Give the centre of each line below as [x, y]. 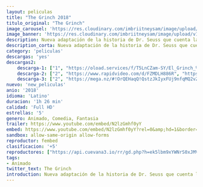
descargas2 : [21, 62]
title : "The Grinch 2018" [39, 17]
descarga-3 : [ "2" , [40, 79]
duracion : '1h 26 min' [35, 101]
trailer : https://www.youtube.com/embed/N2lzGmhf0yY [74, 124]
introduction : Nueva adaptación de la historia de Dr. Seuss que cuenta [100, 175]
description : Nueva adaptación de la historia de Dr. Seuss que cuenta [98, 40]
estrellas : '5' [25, 113]
